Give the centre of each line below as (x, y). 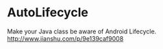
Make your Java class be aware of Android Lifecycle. (82, 31)
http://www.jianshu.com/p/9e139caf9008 (65, 38)
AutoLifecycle (48, 13)
